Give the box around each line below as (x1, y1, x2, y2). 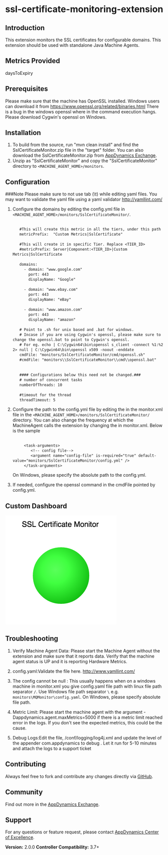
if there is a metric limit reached (97, 714, 163, 720)
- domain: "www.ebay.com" (24, 287, 78, 292)
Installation (5, 129, 41, 137)
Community (5, 788, 43, 797)
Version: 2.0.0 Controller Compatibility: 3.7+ (5, 844, 99, 850)
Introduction (5, 24, 45, 32)
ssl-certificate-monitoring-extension (5, 4, 163, 15)
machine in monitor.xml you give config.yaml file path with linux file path (12, 683, 162, 689)
